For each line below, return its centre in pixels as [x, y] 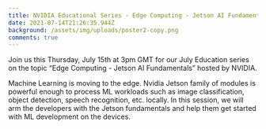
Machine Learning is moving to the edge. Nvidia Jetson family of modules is [132, 83]
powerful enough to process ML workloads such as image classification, [126, 92]
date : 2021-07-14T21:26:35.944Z [61, 23]
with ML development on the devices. [69, 117]
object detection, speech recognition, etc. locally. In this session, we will [126, 100]
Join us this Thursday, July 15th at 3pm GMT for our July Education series [129, 60]
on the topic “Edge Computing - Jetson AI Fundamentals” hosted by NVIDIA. [133, 68]
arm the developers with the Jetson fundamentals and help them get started [133, 109]
